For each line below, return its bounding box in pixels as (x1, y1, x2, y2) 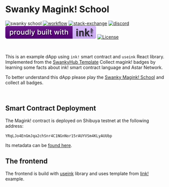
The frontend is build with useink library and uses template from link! (5, 170, 149, 176)
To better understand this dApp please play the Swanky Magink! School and (5, 74, 164, 80)
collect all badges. (5, 80, 44, 86)
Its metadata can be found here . (5, 142, 73, 148)
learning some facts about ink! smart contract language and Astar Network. (5, 64, 163, 70)
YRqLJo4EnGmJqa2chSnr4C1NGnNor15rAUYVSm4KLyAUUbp (5, 133, 113, 138)
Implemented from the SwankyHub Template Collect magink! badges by (5, 59, 156, 65)
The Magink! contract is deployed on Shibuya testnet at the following (5, 118, 149, 124)
